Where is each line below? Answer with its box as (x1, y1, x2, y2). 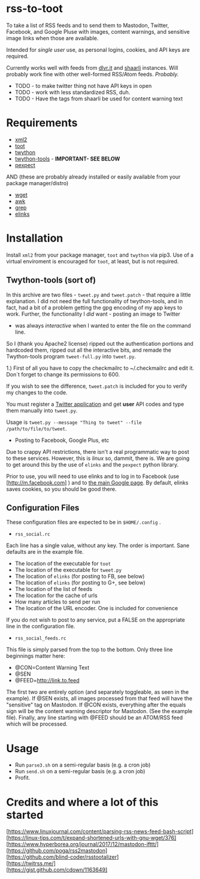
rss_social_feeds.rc (14, 636, 66, 642)
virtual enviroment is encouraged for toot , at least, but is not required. (6, 257, 179, 265)
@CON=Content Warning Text (14, 664, 90, 672)
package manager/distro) (6, 179, 69, 186)
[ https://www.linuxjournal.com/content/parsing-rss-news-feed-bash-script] (6, 828, 194, 835)
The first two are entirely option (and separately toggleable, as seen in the (6, 688, 189, 696)
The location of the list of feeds (14, 586, 93, 593)
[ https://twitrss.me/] (6, 860, 56, 867)
